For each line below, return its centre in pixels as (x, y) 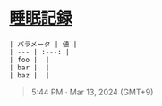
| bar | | (30, 68)
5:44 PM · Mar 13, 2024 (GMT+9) (92, 92)
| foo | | (30, 60)
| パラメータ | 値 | (43, 44)
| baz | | (30, 75)
